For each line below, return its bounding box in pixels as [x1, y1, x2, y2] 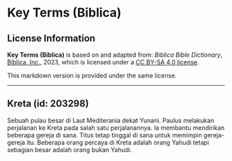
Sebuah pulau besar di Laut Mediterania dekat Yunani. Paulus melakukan [7, 116, 215, 124]
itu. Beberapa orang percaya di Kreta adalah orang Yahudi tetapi [26, 138, 209, 146]
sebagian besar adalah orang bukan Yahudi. [7, 145, 133, 153]
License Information [7, 32, 95, 44]
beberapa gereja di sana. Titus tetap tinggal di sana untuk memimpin [7, 131, 202, 139]
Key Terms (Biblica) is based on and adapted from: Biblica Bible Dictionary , [7, 50, 223, 59]
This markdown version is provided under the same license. [7, 71, 177, 79]
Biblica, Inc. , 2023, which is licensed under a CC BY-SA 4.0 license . [7, 58, 200, 66]
